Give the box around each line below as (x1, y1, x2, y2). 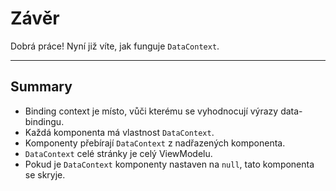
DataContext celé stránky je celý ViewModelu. (24, 147, 213, 159)
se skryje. (24, 168, 66, 181)
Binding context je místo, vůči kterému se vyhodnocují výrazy (24, 105, 279, 117)
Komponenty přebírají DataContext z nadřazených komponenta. (24, 137, 286, 149)
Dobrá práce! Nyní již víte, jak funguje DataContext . (10, 40, 220, 52)
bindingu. (24, 115, 65, 127)
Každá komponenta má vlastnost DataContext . (24, 126, 215, 138)
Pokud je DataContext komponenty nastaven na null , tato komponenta (24, 158, 315, 170)
